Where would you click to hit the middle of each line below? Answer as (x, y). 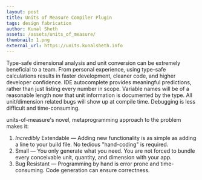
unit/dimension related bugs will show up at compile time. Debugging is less (101, 101)
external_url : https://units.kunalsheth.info (64, 46)
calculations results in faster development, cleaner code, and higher (91, 76)
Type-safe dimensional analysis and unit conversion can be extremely (93, 63)
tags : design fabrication (39, 23)
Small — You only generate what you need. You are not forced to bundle (105, 151)
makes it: (18, 126)
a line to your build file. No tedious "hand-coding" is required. (92, 144)
